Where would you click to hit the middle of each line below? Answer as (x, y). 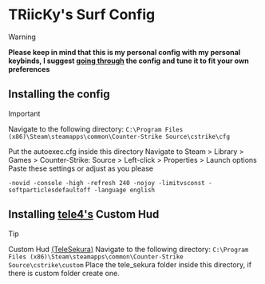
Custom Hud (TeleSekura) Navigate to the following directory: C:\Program (129, 249)
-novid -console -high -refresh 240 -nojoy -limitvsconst (107, 183)
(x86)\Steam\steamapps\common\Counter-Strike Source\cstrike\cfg (119, 136)
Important (24, 113)
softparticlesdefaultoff (49, 190)
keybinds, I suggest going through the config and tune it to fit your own (129, 61)
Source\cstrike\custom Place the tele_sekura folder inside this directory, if (130, 264)
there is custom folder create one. (64, 273)
